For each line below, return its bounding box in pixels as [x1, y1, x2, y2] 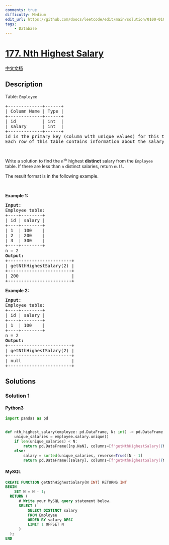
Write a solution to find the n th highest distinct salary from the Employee [5, 157, 153, 164]
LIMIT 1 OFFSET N [27, 522, 64, 527]
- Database [14, 26, 37, 31]
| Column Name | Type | [5, 108, 64, 114]
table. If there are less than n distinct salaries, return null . [5, 163, 125, 169]
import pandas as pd [5, 416, 49, 421]
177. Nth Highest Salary [5, 48, 104, 60]
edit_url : [5, 17, 26, 22]
